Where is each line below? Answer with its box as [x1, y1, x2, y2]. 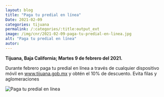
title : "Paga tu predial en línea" [5, 12, 81, 17]
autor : [5, 41, 19, 46]
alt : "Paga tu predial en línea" [5, 36, 77, 42]
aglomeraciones [5, 75, 39, 82]
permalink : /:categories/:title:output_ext [5, 27, 100, 32]
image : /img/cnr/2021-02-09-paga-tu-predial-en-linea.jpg [5, 31, 132, 36]
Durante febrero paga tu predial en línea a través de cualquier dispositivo [5, 65, 159, 71]
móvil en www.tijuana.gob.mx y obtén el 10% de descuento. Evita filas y [5, 70, 157, 76]
